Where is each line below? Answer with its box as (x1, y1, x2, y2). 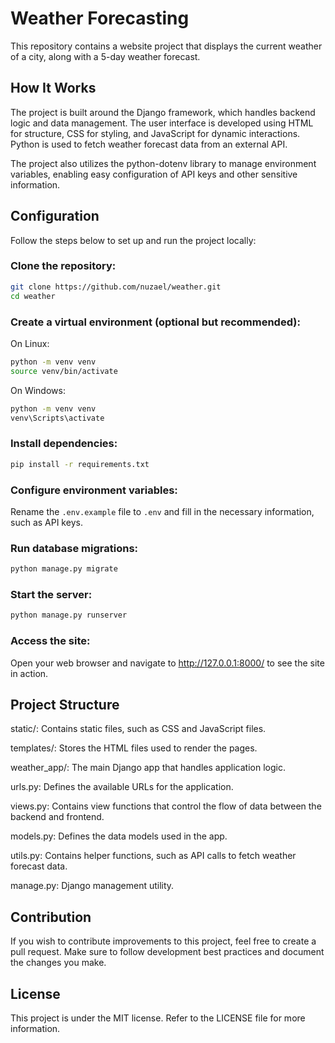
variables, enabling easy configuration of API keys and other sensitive (10, 168, 298, 180)
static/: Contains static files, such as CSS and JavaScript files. (10, 723, 267, 735)
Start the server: (10, 587, 93, 601)
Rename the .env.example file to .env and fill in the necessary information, (10, 505, 315, 517)
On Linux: (10, 337, 50, 349)
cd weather (10, 291, 56, 301)
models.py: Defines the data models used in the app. (10, 830, 228, 842)
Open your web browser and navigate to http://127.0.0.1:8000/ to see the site (10, 657, 325, 669)
